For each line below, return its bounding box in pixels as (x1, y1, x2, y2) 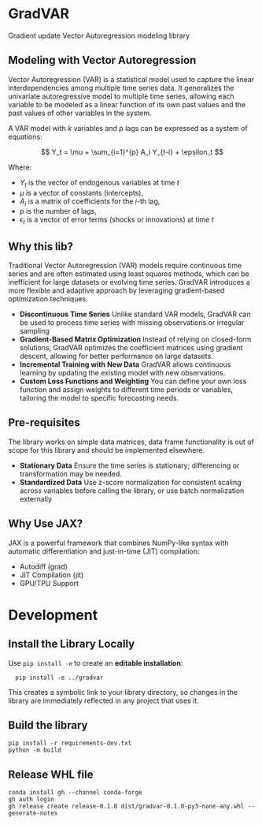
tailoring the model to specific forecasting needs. (19, 393, 179, 402)
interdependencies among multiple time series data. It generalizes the (8, 83, 234, 92)
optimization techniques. (8, 293, 88, 304)
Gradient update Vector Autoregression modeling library (8, 31, 190, 40)
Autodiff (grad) (19, 562, 68, 571)
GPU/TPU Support (19, 578, 79, 588)
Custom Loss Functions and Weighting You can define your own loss (19, 376, 247, 386)
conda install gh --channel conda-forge (8, 789, 143, 797)
